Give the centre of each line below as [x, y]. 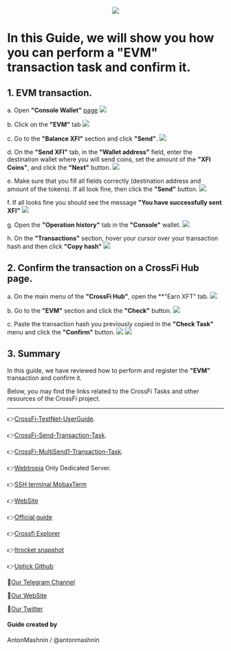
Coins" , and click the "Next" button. [59, 168]
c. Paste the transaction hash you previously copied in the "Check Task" [111, 323]
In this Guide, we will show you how [111, 38]
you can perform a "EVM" [82, 53]
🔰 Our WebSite [27, 595]
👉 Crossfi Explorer [34, 533]
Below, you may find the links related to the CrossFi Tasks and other [103, 391]
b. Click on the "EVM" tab [44, 124]
